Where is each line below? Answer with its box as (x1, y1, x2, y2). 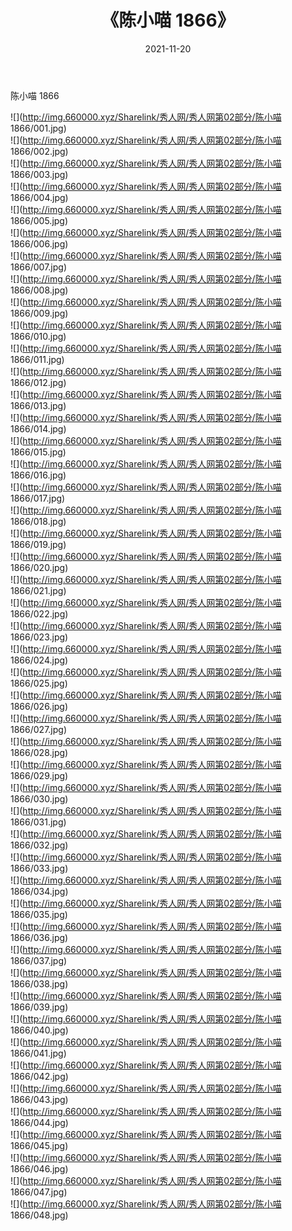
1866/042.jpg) (10, 1070, 69, 1082)
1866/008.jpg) (10, 284, 69, 296)
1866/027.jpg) (10, 723, 67, 735)
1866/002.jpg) (10, 145, 69, 157)
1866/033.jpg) (10, 862, 69, 874)
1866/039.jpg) (10, 1001, 69, 1013)
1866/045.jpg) (10, 1139, 69, 1151)
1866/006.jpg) (10, 237, 69, 250)
